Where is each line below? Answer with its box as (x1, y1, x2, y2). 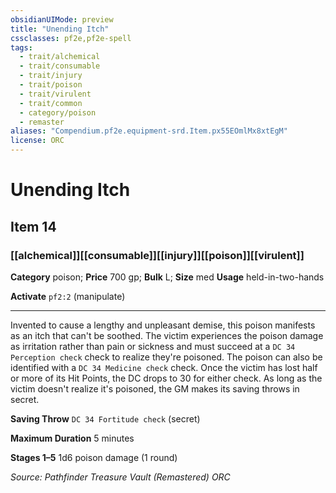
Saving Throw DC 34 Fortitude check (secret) (10, 412, 201, 425)
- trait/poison (19, 80, 83, 90)
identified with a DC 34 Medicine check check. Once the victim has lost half (10, 361, 318, 373)
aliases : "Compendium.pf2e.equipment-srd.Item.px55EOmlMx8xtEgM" (10, 126, 288, 136)
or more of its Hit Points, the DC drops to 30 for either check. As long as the (10, 372, 323, 384)
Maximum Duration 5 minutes (10, 432, 135, 444)
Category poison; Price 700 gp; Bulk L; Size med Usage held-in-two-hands (10, 271, 325, 283)
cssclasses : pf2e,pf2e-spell (10, 33, 132, 43)
